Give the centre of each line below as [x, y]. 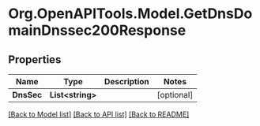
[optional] [175, 95]
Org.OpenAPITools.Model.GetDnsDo [130, 14]
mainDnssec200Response [97, 30]
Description [127, 82]
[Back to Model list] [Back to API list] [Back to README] [99, 114]
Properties [35, 59]
